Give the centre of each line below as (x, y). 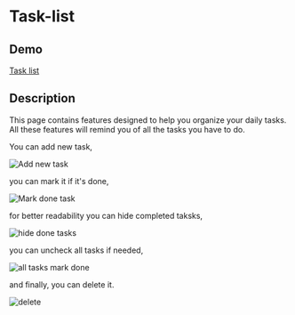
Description (42, 98)
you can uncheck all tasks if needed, (76, 250)
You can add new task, (51, 146)
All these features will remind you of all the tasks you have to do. (128, 129)
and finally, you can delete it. (62, 284)
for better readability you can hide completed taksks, (106, 215)
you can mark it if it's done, (59, 181)
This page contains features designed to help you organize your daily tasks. (148, 120)
